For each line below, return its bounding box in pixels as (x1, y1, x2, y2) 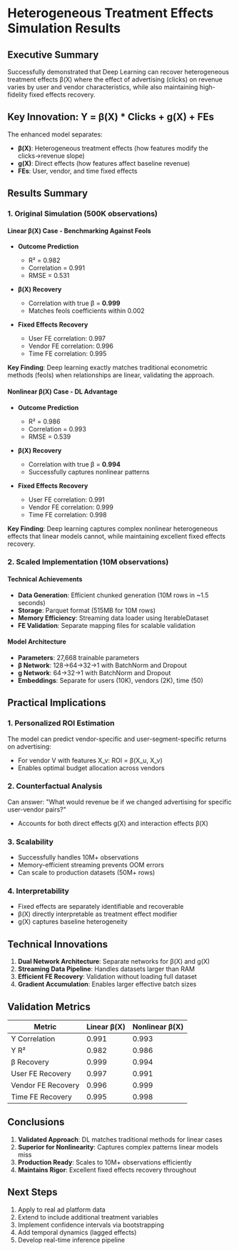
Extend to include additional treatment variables (17, 1212, 158, 1221)
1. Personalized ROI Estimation (7, 718, 115, 728)
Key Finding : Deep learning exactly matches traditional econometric (7, 363, 208, 372)
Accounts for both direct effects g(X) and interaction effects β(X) (17, 819, 208, 827)
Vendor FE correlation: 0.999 (28, 502, 114, 512)
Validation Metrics (7, 1000, 91, 1012)
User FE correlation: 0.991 (28, 495, 105, 504)
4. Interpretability (7, 886, 70, 896)
